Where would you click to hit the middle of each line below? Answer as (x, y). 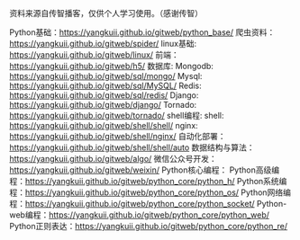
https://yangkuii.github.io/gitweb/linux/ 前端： (95, 55)
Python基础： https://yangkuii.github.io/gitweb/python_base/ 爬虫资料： (142, 32)
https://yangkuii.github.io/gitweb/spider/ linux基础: (103, 44)
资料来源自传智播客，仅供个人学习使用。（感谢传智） (106, 13)
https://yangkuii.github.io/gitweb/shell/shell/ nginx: (104, 125)
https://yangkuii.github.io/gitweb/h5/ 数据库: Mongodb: (112, 66)
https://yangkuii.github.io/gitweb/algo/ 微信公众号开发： (114, 159)
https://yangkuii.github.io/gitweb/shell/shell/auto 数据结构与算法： (132, 147)
